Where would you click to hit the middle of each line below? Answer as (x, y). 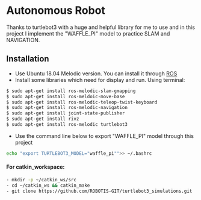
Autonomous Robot (56, 11)
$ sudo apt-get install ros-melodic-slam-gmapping (71, 91)
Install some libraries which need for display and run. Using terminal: (100, 80)
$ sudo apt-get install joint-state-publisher (66, 113)
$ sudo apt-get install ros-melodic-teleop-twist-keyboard (82, 102)
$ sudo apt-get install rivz (43, 119)
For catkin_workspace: (36, 167)
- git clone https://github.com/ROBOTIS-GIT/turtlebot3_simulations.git (99, 191)
